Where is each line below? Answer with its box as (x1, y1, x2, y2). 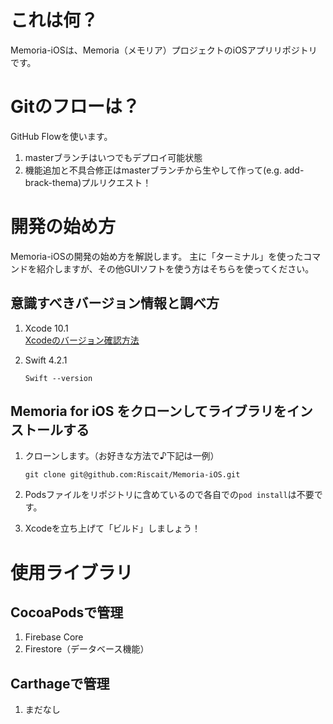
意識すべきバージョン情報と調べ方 (10, 295, 220, 312)
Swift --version (24, 373, 93, 383)
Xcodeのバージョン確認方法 (24, 334, 140, 346)
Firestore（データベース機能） (24, 643, 150, 655)
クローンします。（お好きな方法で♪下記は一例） (24, 450, 220, 462)
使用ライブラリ (10, 561, 134, 584)
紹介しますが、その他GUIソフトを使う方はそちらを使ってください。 (36, 262, 315, 275)
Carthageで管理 (10, 675, 110, 692)
